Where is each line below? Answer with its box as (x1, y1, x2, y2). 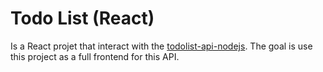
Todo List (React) (10, 7, 155, 30)
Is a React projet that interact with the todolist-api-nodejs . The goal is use (10, 40, 313, 52)
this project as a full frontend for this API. (10, 50, 180, 62)
